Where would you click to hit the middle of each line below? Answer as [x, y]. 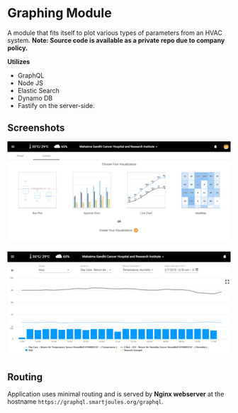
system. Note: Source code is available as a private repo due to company [116, 40]
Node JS [30, 82]
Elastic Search [39, 90]
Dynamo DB [35, 98]
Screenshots [36, 128]
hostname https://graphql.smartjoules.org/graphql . [86, 402]
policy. [18, 48]
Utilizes [19, 61]
